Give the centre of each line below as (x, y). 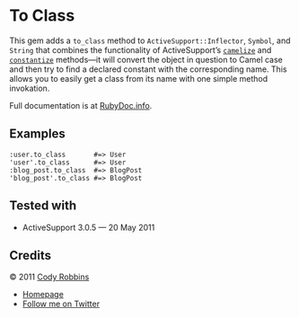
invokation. (30, 88)
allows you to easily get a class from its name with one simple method (139, 78)
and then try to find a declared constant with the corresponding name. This (148, 69)
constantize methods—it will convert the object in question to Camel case (146, 59)
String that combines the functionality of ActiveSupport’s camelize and (141, 49)
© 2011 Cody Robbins (49, 277)
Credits (31, 255)
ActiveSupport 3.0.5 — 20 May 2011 (88, 227)
